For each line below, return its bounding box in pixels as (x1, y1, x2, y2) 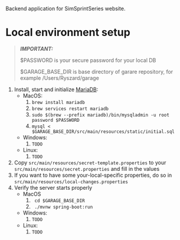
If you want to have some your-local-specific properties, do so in (14, 171, 172, 179)
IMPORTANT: (19, 45, 54, 52)
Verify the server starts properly (14, 184, 93, 191)
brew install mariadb (31, 99, 85, 105)
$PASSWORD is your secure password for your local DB (19, 56, 156, 64)
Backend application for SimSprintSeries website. (5, 5, 126, 12)
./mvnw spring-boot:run (34, 204, 93, 210)
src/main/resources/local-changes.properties (14, 179, 128, 185)
